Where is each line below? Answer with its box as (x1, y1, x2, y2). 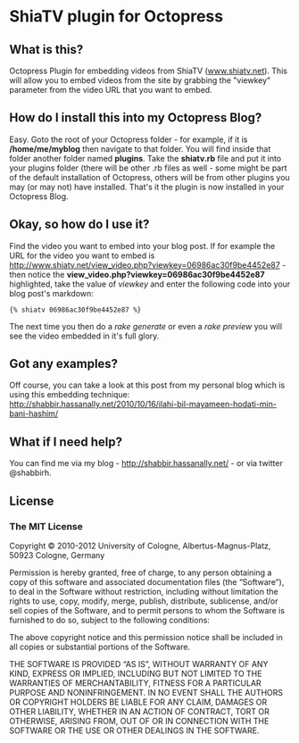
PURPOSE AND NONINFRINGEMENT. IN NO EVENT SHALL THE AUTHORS (9, 687, 284, 697)
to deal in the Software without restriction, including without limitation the (9, 586, 278, 597)
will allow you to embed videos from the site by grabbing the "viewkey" (9, 75, 271, 86)
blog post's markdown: (9, 288, 94, 298)
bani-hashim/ (9, 408, 59, 419)
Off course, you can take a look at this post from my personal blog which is (9, 380, 286, 390)
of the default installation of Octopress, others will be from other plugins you (9, 171, 290, 182)
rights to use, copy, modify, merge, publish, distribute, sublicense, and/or (9, 596, 278, 606)
